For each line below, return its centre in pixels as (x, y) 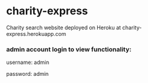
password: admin (28, 74)
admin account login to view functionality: (69, 49)
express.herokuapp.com (36, 33)
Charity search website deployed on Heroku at (64, 27)
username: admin (28, 62)
